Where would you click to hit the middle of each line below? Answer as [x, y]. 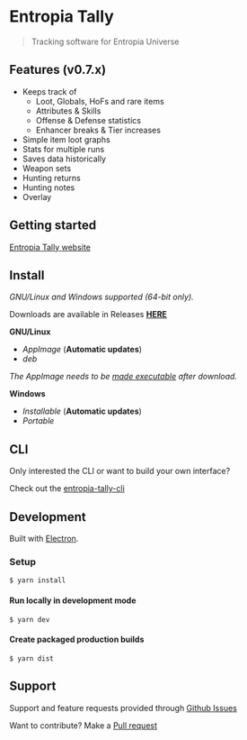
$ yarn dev [30, 619]
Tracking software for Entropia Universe [105, 41]
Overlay [37, 196]
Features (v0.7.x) [57, 70]
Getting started [53, 226]
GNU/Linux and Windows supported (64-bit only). [102, 297]
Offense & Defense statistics [88, 120]
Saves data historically [64, 159]
